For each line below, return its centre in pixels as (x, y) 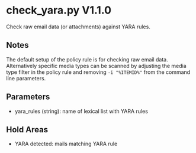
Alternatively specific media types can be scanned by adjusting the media (96, 66)
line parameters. (26, 78)
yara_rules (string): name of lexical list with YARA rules (81, 111)
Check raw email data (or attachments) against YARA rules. (78, 27)
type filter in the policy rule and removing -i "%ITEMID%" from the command (98, 72)
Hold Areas (27, 130)
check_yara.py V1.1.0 (59, 10)
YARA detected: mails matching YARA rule (66, 144)
